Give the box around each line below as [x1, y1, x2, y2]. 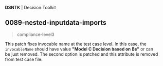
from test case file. [5, 56, 43, 62]
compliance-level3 [17, 32, 54, 37]
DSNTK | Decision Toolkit [5, 5, 56, 10]
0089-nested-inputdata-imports [5, 18, 107, 27]
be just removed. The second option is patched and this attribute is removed [5, 51, 158, 57]
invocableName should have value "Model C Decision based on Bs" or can [5, 46, 153, 52]
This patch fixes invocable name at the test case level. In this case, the [5, 41, 147, 47]
